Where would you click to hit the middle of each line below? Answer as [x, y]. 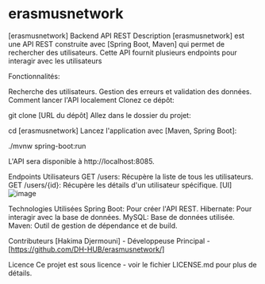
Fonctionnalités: [34, 76]
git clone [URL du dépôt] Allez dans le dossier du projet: [100, 115]
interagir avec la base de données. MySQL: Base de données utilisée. [122, 217]
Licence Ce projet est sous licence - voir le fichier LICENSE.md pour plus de [132, 264]
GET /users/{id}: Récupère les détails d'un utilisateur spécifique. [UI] [120, 185]
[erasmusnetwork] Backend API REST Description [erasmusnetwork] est [126, 36]
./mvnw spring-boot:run [47, 146]
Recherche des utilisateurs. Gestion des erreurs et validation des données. [130, 91]
